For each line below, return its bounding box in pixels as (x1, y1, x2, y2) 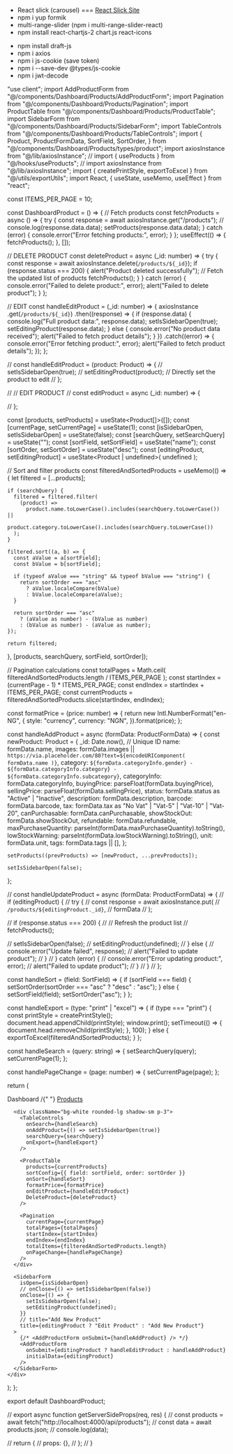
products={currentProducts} (25, 1163, 108, 1170)
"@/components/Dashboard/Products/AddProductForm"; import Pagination (7, 92, 225, 101)
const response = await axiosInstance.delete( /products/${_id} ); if (7, 259, 197, 267)
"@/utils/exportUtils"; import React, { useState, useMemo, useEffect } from (7, 174, 222, 182)
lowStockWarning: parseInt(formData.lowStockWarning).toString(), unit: (7, 831, 213, 839)
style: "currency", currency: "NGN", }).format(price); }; (27, 717, 183, 725)
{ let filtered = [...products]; (7, 474, 86, 482)
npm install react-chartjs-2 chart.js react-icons (17, 28, 152, 36)
